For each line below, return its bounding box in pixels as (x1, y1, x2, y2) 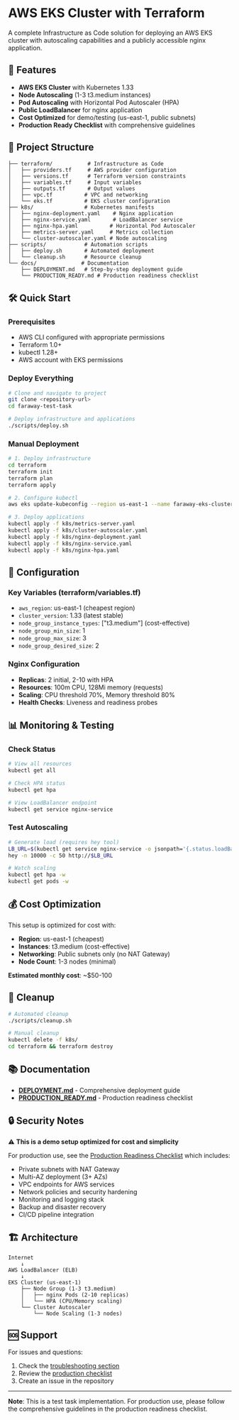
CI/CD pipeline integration (18, 1210, 94, 1218)
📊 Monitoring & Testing (8, 719, 114, 731)
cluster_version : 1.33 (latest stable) (18, 611, 123, 620)
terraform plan (8, 474, 53, 482)
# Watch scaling (8, 865, 56, 872)
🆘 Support (8, 1329, 57, 1341)
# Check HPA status (8, 780, 66, 787)
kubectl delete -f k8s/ (8, 1037, 79, 1044)
